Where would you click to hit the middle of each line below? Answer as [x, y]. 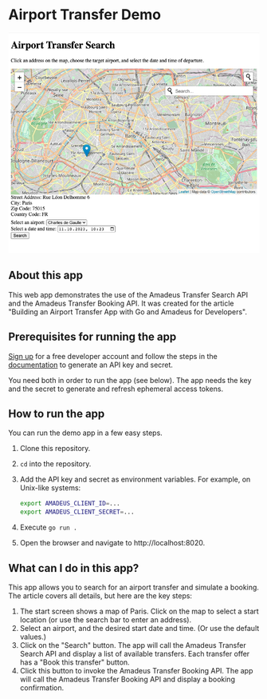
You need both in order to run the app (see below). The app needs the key [130, 380]
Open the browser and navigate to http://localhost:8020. [112, 543]
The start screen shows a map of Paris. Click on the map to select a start [139, 611]
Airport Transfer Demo [85, 15]
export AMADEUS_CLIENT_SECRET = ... [77, 512]
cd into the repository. [55, 464]
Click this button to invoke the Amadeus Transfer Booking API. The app [136, 670]
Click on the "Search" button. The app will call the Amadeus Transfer [133, 645]
